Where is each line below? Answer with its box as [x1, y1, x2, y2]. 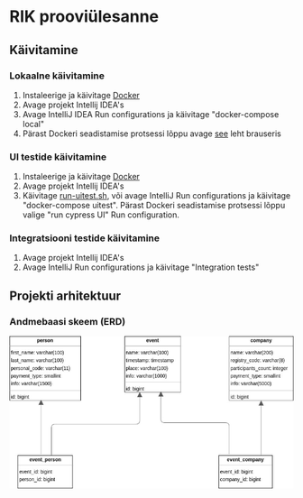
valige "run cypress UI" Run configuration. [22, 209, 180, 220]
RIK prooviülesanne [9, 6, 160, 27]
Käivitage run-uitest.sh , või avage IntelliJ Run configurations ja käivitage [22, 190, 291, 201]
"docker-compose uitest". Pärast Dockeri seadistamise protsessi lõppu [22, 200, 286, 211]
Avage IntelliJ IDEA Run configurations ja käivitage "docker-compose [22, 108, 280, 119]
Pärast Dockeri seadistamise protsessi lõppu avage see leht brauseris [22, 128, 281, 139]
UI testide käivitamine [9, 151, 107, 163]
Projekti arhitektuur [9, 288, 122, 303]
